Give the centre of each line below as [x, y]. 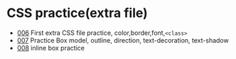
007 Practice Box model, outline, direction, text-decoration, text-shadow [123, 40]
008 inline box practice [50, 48]
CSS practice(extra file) [77, 13]
